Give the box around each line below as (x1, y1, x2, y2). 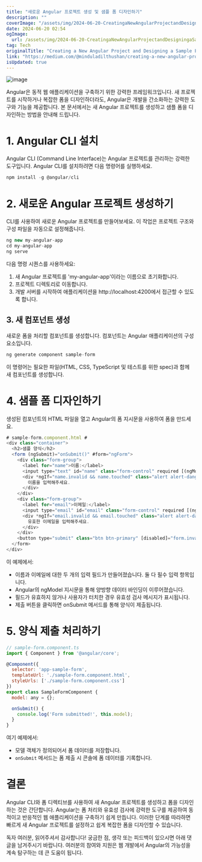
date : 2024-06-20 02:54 (6, 25, 66, 32)
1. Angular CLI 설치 (6, 134, 99, 147)
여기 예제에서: (6, 734, 39, 741)
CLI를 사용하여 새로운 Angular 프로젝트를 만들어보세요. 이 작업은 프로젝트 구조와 (6, 218, 194, 225)
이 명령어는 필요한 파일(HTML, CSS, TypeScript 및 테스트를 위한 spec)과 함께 (6, 363, 190, 370)
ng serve (6, 249, 28, 255)
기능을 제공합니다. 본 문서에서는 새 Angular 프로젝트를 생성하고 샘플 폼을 (17, 103, 188, 110)
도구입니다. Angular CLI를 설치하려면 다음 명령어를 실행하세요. (6, 163, 153, 170)
